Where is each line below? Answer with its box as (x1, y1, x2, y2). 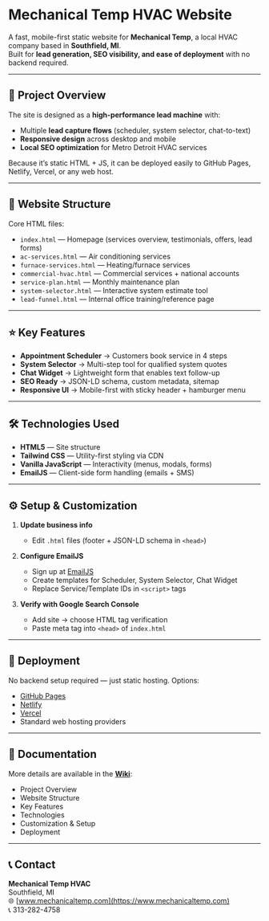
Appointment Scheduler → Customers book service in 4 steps (19, 351, 228, 361)
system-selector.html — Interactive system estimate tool (19, 285, 208, 295)
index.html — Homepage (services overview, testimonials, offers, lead (19, 234, 253, 244)
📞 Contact (8, 858, 56, 872)
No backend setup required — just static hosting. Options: (8, 675, 200, 685)
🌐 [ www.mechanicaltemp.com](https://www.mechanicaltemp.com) (8, 896, 230, 906)
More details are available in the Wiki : (8, 768, 133, 778)
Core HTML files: (8, 218, 65, 228)
